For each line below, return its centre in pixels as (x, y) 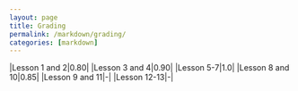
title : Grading (38, 26)
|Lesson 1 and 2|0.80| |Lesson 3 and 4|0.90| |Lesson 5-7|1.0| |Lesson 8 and (149, 68)
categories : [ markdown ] (54, 42)
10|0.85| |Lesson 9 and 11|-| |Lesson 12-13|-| (92, 78)
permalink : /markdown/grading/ (68, 34)
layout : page (34, 17)
